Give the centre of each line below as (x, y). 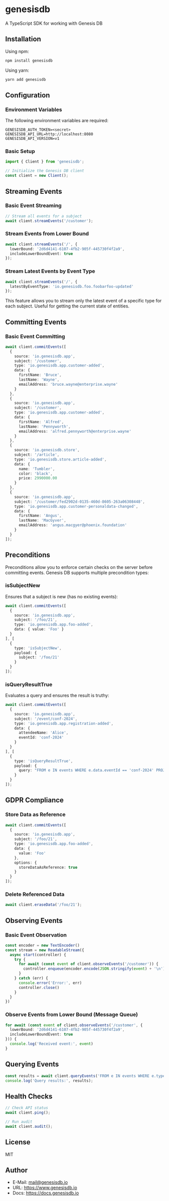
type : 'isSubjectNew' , (38, 648)
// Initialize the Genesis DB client (45, 171)
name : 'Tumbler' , (37, 469)
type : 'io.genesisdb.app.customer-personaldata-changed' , (76, 506)
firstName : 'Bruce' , (40, 375)
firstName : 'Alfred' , (41, 422)
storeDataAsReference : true (48, 867)
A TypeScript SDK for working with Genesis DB (54, 23)
